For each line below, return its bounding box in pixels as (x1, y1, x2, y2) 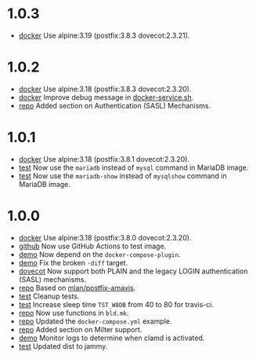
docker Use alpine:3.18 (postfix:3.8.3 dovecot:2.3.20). (18, 84, 192, 93)
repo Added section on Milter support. (18, 324, 142, 334)
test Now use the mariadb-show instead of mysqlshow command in (18, 170, 228, 181)
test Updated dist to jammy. (18, 341, 108, 350)
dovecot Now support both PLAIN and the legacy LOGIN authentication (18, 266, 248, 276)
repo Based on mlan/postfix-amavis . (18, 283, 136, 292)
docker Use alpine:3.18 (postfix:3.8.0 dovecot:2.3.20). (18, 233, 192, 242)
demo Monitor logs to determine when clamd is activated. (18, 333, 205, 343)
